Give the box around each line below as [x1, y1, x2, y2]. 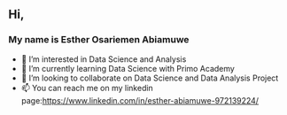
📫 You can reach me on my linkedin [20, 82, 154, 93]
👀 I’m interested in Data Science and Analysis [20, 53, 187, 65]
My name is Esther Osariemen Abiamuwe [8, 34, 190, 46]
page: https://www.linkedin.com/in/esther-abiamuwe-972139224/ [20, 95, 259, 105]
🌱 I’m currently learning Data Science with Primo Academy [20, 63, 236, 73]
